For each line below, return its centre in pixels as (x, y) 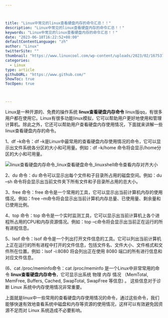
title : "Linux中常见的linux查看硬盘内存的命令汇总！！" (58, 23)
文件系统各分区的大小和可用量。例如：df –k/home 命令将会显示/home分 (87, 148)
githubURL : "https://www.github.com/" (45, 74)
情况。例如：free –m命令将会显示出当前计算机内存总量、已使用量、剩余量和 (83, 198)
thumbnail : (16, 56)
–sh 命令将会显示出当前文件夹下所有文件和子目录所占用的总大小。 (73, 182)
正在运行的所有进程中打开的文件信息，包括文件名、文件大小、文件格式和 (84, 245)
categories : (17, 60)
